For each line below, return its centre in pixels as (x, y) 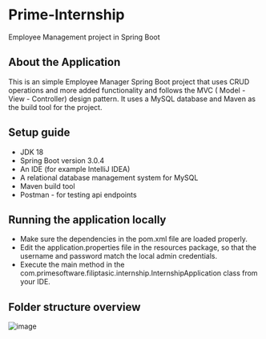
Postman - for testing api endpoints (79, 194)
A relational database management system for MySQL (109, 178)
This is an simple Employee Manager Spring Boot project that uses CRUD (129, 81)
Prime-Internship (66, 15)
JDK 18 (32, 152)
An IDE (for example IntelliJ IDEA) (75, 169)
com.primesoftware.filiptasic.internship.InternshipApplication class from (139, 273)
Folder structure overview (75, 307)
